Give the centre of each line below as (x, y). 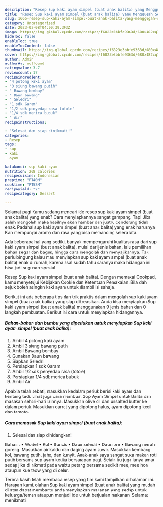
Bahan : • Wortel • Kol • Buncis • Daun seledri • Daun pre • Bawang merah (80, 444)
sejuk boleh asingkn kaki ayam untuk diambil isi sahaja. (60, 287)
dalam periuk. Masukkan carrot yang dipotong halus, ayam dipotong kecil (78, 406)
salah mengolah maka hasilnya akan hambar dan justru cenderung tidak (77, 222)
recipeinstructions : (26, 122)
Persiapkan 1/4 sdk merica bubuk (45, 377)
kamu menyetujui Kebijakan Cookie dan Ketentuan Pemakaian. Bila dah (76, 282)
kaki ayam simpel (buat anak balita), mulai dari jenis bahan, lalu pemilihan (78, 247)
